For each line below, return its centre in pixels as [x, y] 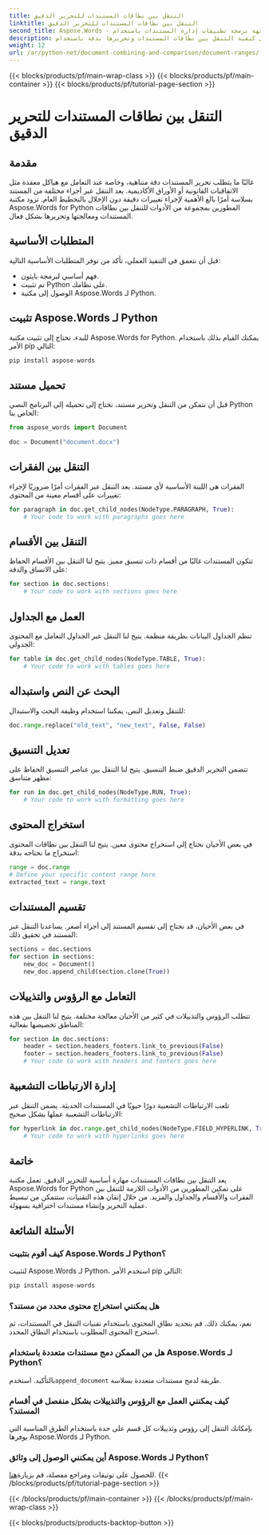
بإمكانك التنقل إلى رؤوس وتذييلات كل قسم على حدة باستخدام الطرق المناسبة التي [131, 1428]
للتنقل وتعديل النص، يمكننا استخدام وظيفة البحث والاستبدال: [97, 710]
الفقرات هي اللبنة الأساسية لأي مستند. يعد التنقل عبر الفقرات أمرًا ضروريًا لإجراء [127, 486]
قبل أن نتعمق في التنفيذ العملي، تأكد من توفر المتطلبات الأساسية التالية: [115, 260]
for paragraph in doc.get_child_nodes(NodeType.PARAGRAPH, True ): [122, 509]
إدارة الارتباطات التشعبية [62, 1086]
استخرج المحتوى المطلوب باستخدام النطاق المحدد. [84, 1332]
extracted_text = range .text [57, 882]
